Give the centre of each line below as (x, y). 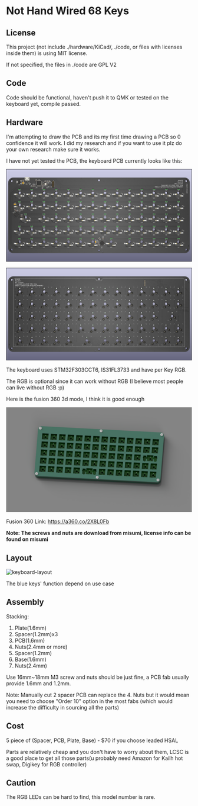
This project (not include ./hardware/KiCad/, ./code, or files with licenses (94, 47)
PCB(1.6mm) (30, 640)
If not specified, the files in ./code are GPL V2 (61, 65)
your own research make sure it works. (53, 149)
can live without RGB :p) (35, 387)
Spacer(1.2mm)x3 (36, 634)
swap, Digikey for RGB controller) (47, 764)
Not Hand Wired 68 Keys (68, 11)
